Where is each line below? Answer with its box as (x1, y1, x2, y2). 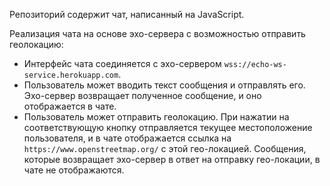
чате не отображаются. (23, 164, 125, 176)
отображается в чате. (23, 100, 117, 112)
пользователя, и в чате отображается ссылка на (23, 132, 232, 144)
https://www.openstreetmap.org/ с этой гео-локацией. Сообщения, (23, 143, 307, 154)
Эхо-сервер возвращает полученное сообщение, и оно (23, 90, 262, 101)
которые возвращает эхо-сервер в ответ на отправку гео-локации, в (23, 154, 321, 165)
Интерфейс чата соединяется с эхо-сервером (23, 58, 222, 69)
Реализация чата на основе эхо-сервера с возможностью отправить (9, 28, 306, 39)
